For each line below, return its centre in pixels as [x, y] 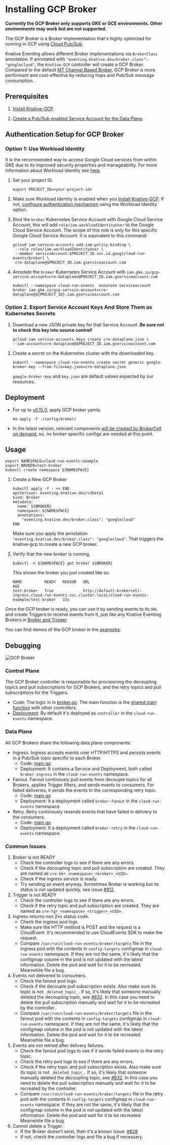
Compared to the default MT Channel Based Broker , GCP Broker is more [80, 70]
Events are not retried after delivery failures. [58, 1045]
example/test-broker [34, 600]
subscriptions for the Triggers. [37, 693]
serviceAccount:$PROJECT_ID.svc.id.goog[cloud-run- [91, 254]
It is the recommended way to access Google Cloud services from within [81, 160]
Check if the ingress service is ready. [59, 879]
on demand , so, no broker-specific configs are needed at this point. [83, 434]
